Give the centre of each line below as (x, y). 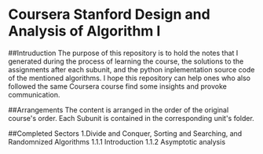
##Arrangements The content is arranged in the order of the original (119, 110)
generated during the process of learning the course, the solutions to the (126, 61)
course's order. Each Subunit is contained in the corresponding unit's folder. (131, 118)
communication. (34, 94)
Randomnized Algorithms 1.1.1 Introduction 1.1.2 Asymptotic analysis (117, 141)
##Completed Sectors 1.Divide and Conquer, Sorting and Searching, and (125, 133)
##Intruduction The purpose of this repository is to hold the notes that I (123, 53)
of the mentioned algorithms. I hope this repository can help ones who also (130, 78)
